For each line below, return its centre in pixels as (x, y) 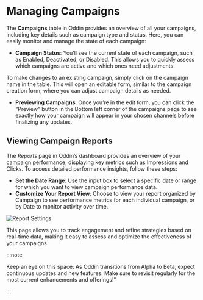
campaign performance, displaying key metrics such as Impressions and (98, 162)
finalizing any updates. (44, 122)
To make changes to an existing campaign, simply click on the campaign (98, 77)
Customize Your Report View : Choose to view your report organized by (105, 193)
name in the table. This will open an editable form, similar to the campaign (99, 84)
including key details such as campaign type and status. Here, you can (95, 34)
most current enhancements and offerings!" (61, 279)
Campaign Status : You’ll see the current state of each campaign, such (104, 52)
